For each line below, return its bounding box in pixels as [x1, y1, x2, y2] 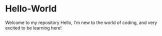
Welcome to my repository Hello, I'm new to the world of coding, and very [5, 19, 157, 25]
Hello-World [5, 3, 57, 14]
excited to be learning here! [5, 24, 62, 30]
